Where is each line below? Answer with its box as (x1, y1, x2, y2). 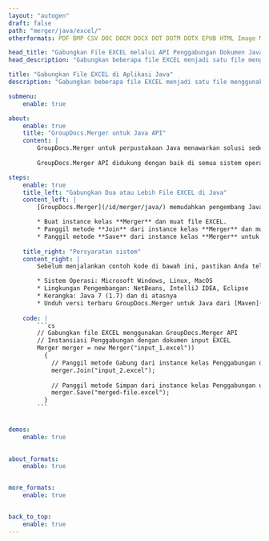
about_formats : (8, 454, 59, 463)
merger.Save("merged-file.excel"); (50, 389, 171, 397)
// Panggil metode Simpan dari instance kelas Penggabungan (50, 382, 256, 390)
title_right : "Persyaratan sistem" (22, 248, 142, 256)
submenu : (8, 92, 38, 100)
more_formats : (8, 484, 56, 492)
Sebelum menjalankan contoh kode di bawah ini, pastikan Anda (37, 262, 249, 271)
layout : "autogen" (8, 11, 70, 20)
